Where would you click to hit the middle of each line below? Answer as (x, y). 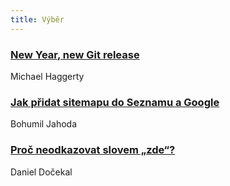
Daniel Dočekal (41, 172)
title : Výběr (37, 19)
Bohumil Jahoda (44, 124)
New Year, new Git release (75, 54)
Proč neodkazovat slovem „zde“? (93, 150)
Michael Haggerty (47, 76)
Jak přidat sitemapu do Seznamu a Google (115, 102)
